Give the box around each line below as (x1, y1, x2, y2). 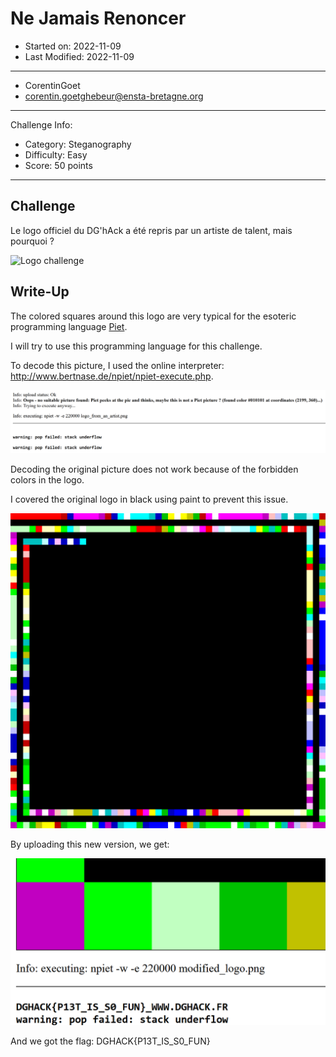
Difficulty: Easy (24, 148, 88, 161)
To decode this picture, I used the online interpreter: (10, 359, 225, 371)
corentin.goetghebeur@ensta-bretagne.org (24, 90, 204, 102)
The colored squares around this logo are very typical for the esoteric (10, 310, 297, 322)
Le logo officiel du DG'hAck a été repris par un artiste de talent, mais (10, 224, 293, 236)
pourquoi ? (10, 235, 55, 247)
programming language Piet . (10, 320, 128, 332)
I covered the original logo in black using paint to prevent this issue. (10, 493, 289, 506)
